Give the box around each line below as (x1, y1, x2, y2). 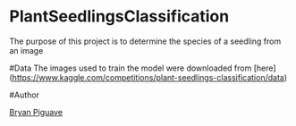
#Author (9, 89, 40, 100)
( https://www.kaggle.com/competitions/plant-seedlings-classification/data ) (9, 71, 288, 82)
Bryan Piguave (9, 106, 63, 117)
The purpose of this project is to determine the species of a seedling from (9, 36, 282, 46)
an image (9, 45, 44, 55)
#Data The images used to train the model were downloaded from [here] (9, 63, 276, 73)
